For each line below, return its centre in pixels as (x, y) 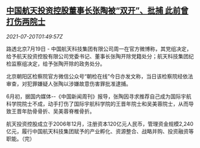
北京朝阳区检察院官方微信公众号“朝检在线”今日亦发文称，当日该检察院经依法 (100, 76)
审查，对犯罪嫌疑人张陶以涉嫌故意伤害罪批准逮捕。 (69, 84)
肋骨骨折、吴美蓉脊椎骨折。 (61, 111)
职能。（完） (21, 138)
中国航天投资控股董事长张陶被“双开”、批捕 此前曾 (97, 11)
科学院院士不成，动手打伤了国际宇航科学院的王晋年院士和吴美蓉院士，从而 (97, 103)
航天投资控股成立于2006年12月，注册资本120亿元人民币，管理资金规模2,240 (100, 124)
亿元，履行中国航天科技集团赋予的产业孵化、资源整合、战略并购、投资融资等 (100, 131)
